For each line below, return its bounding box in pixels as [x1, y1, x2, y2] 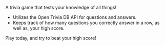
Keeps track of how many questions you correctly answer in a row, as [12, 20, 160, 26]
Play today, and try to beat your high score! [5, 35, 96, 41]
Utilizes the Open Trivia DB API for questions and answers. [12, 14, 137, 20]
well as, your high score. [12, 25, 65, 31]
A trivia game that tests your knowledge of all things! [5, 5, 117, 10]
